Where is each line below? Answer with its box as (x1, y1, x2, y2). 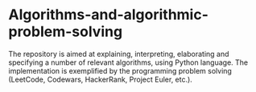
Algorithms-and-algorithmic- (8, 6, 209, 24)
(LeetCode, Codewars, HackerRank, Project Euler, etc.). (8, 74, 193, 84)
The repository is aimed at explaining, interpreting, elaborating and (8, 49, 229, 58)
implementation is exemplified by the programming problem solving (8, 66, 232, 75)
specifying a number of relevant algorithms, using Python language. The (8, 58, 249, 67)
